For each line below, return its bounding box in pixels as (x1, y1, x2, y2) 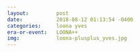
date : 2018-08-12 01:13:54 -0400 (7, 16, 134, 23)
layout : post (7, 9, 69, 17)
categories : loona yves (7, 22, 88, 29)
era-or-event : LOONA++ (7, 28, 78, 36)
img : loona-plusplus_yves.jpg (7, 35, 128, 42)
